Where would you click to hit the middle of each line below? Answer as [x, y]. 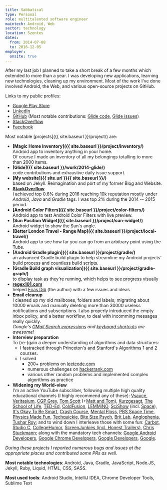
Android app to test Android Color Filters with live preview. [72, 215]
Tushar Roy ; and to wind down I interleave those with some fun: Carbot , [86, 422]
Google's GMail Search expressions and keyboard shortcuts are [78, 327]
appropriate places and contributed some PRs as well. [61, 453]
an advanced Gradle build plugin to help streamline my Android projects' [87, 258]
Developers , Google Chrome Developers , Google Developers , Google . [84, 438]
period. [20, 205]
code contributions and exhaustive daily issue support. [69, 173]
